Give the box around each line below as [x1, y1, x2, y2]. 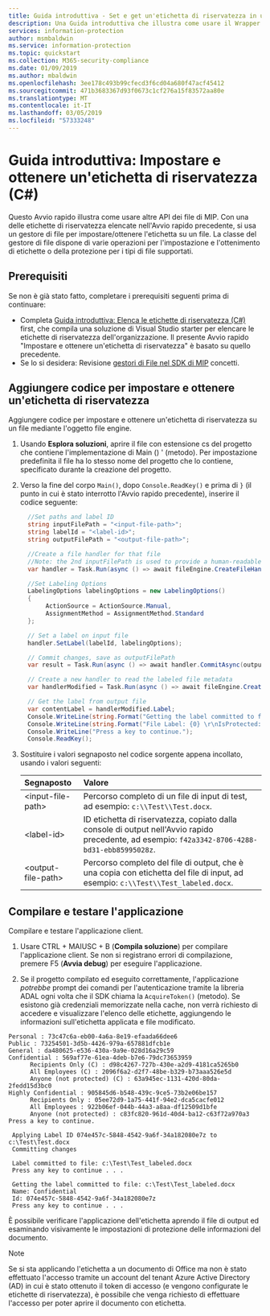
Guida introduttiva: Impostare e [8, 151, 221, 170]
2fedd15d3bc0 [8, 1082, 52, 1091]
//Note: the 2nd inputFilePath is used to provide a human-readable [27, 557, 262, 566]
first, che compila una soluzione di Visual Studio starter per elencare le [19, 324, 255, 333]
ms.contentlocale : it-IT [8, 101, 92, 109]
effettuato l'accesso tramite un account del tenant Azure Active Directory [8, 1273, 251, 1282]
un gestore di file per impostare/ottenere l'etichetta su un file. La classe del [8, 229, 257, 238]
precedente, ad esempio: [83, 834, 178, 845]
